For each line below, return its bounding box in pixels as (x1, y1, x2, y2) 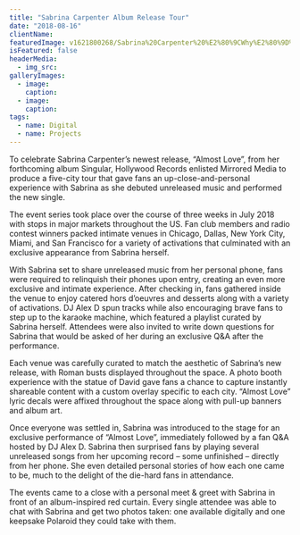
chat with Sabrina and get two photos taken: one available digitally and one (9, 506, 286, 516)
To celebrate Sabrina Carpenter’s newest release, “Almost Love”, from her (9, 154, 279, 164)
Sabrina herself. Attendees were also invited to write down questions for (9, 321, 275, 331)
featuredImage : (9, 38, 66, 47)
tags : (9, 113, 29, 121)
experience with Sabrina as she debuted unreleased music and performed (9, 182, 283, 193)
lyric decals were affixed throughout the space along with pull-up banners (9, 395, 282, 406)
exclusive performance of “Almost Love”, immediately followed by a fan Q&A (9, 431, 289, 442)
